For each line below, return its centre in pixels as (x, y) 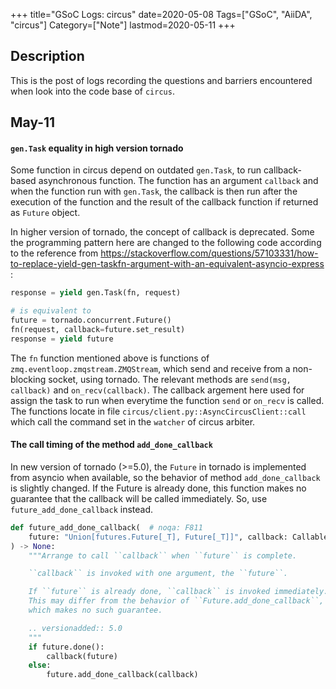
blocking (28, 379)
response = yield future (62, 339)
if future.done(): (66, 647)
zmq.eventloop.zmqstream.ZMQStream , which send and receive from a (150, 368)
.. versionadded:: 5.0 (75, 628)
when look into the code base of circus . (92, 91)
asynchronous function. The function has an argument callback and (178, 181)
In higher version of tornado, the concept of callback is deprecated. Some (162, 232)
